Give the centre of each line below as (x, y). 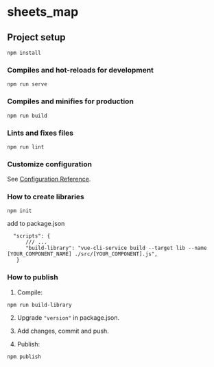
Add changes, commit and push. (63, 331)
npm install (24, 53)
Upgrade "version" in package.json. (68, 317)
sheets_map (43, 12)
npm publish (24, 357)
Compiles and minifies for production (70, 101)
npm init (20, 211)
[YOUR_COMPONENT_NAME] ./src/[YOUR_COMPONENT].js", (82, 254)
